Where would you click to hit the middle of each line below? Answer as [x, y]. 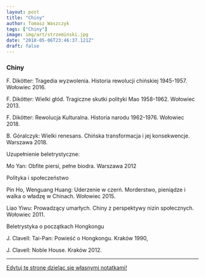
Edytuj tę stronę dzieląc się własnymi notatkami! [67, 268]
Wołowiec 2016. [26, 87]
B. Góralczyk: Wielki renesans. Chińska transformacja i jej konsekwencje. [98, 136]
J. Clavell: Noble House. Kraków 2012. [54, 250]
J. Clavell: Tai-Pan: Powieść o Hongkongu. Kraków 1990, [77, 238]
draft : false [23, 46]
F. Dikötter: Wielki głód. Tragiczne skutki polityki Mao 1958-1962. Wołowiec [101, 99]
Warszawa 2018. [27, 142]
